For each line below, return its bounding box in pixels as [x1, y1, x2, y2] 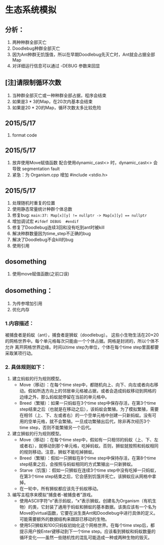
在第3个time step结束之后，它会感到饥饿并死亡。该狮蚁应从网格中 [19, 474, 152, 480]
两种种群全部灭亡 [12, 40, 47, 45]
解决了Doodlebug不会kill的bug [12, 237, 74, 242]
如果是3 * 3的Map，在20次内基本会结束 [12, 98, 93, 104]
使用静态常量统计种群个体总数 [12, 206, 72, 212]
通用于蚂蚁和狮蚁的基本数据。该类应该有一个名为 [58, 504, 157, 510]
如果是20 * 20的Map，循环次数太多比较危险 [12, 105, 102, 110]
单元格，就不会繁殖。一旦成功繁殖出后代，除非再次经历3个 [32, 418, 151, 424]
